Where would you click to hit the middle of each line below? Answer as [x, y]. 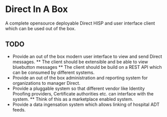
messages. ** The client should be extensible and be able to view [80, 62]
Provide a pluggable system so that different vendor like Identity [78, 88]
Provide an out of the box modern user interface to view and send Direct [87, 56]
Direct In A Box [37, 9]
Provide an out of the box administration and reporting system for [80, 78]
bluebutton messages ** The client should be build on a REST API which [87, 67]
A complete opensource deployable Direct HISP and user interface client [80, 23]
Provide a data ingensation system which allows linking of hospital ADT [86, 104]
